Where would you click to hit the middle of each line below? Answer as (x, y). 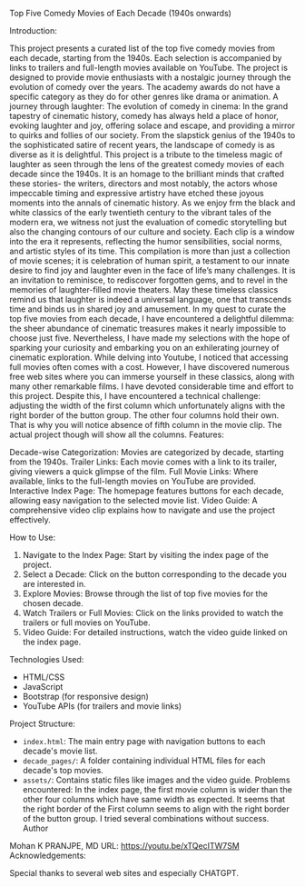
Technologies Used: (47, 659)
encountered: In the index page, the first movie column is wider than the (157, 789)
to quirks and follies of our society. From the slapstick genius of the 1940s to (152, 135)
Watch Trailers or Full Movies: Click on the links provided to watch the (153, 613)
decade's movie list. (60, 751)
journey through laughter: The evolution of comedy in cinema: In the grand (149, 106)
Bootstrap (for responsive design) (86, 696)
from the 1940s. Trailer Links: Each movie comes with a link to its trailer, (143, 462)
